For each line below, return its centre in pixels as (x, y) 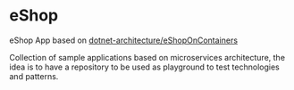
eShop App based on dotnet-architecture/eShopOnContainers (124, 40)
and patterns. (34, 76)
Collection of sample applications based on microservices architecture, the (147, 57)
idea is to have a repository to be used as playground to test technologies (144, 67)
